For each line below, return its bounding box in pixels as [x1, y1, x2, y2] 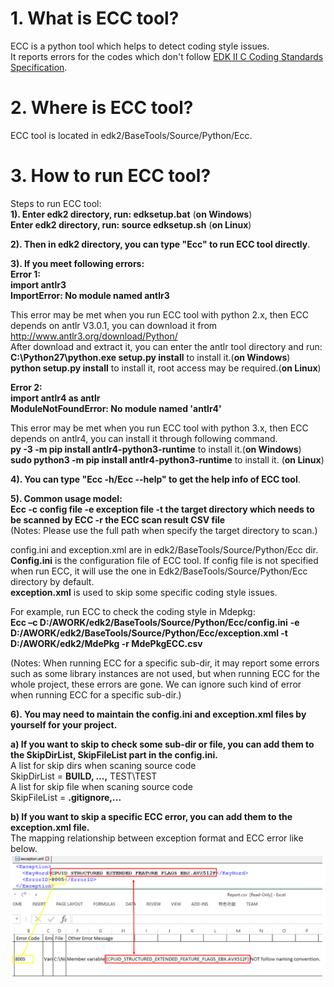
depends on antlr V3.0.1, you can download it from [10, 319, 218, 331]
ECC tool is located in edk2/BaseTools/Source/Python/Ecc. [10, 129, 253, 141]
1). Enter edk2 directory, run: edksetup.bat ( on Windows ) [10, 208, 253, 220]
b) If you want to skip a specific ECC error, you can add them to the [10, 810, 293, 822]
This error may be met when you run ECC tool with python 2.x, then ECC [10, 308, 309, 321]
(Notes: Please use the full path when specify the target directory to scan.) [10, 524, 318, 536]
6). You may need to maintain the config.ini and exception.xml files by [10, 708, 307, 720]
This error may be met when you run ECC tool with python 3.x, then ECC [10, 422, 309, 434]
